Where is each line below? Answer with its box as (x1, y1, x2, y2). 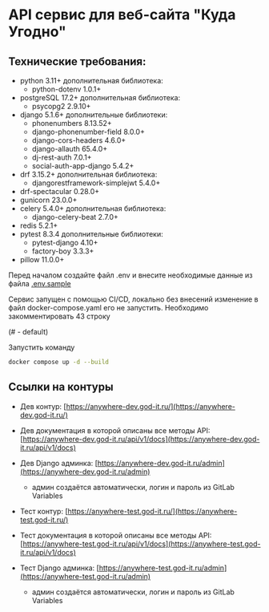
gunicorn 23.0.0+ (19, 195, 78, 205)
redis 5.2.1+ (19, 221, 58, 230)
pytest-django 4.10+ (31, 238, 98, 247)
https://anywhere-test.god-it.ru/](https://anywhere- (67, 506, 238, 516)
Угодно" (8, 22, 66, 41)
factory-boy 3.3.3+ (31, 246, 94, 256)
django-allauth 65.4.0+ (31, 144, 108, 153)
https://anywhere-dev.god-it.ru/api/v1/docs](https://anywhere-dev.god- (22, 434, 260, 444)
